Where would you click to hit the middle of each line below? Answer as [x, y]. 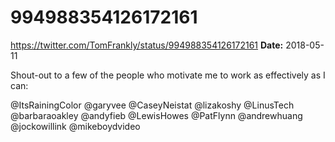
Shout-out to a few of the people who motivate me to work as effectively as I [168, 75]
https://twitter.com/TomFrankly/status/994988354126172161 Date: [147, 45]
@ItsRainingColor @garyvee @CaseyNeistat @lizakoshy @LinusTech [152, 105]
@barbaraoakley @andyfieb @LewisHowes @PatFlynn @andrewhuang [156, 115]
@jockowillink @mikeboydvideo [75, 126]
